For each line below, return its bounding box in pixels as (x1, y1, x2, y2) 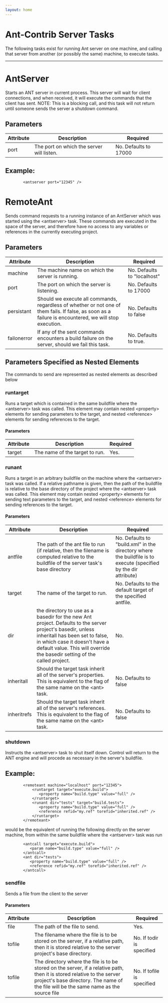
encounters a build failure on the (37, 335, 113, 342)
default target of (115, 586, 153, 593)
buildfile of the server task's (36, 559, 102, 566)
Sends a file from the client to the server (5, 891, 88, 897)
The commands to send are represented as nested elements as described (5, 371, 157, 377)
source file (34, 989, 59, 996)
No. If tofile (133, 967, 159, 974)
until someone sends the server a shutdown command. (5, 106, 118, 112)
